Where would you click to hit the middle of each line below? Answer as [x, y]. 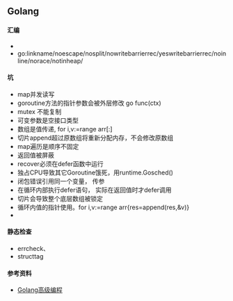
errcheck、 [33, 249]
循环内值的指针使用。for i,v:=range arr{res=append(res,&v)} [103, 207]
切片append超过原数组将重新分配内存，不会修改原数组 [95, 138]
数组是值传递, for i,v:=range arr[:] [65, 129]
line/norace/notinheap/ [50, 60]
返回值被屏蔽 [35, 155]
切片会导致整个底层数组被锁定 [60, 198]
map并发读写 [36, 94]
